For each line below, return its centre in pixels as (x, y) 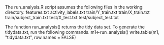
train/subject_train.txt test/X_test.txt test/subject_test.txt (62, 17)
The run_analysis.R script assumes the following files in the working (74, 7)
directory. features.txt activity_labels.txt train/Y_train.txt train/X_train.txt (78, 12)
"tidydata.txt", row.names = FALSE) (41, 37)
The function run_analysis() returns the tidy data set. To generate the (75, 27)
